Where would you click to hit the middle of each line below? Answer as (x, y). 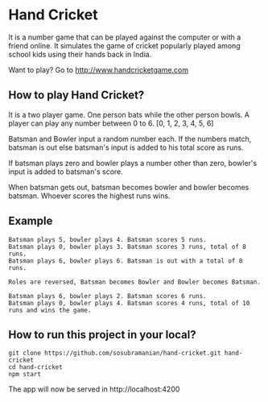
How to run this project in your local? (102, 335)
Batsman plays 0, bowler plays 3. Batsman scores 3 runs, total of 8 (128, 247)
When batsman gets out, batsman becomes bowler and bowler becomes (129, 187)
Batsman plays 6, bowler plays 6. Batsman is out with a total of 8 (126, 261)
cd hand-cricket (35, 367)
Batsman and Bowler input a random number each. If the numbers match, (130, 139)
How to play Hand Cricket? (76, 95)
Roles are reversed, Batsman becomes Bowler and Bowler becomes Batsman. (135, 282)
